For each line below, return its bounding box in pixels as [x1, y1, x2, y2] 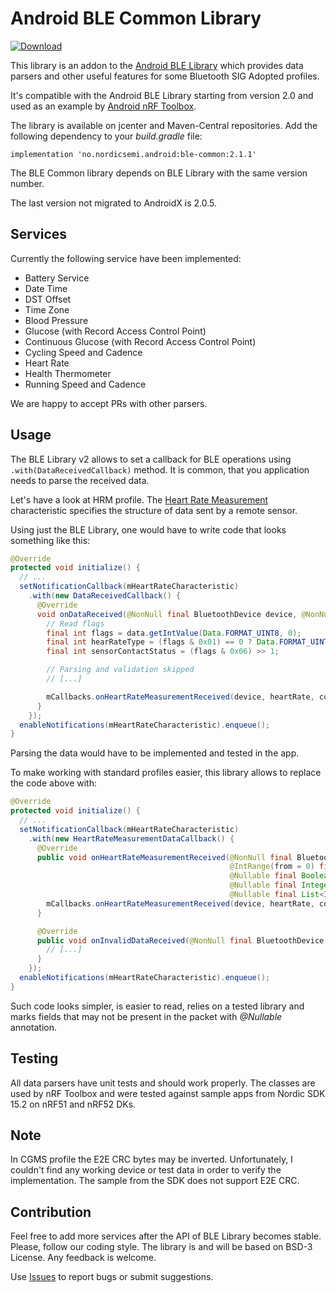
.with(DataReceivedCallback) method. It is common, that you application [10, 463, 310, 476]
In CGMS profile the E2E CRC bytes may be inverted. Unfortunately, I [10, 1153, 293, 1166]
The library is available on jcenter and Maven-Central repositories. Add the [10, 119, 318, 131]
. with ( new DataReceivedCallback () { [28, 591, 182, 601]
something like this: [10, 534, 91, 546]
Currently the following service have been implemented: [10, 252, 242, 264]
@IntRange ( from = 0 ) [229, 862, 315, 872]
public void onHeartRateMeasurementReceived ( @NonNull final [36, 852, 293, 862]
